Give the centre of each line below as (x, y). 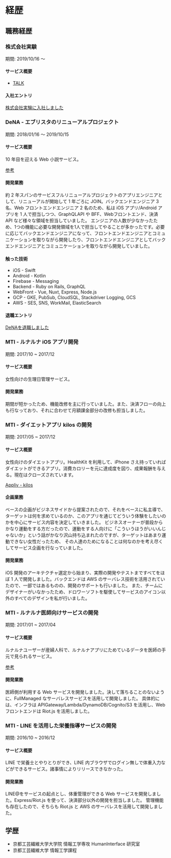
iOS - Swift (24, 271)
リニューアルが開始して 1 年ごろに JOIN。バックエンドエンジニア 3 (89, 201)
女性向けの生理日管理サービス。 (39, 379)
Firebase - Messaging (36, 281)
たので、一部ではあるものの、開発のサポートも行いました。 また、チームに (84, 585)
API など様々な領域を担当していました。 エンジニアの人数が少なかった (79, 220)
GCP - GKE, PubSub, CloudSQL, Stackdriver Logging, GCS (74, 298)
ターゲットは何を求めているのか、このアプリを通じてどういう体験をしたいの (86, 516)
